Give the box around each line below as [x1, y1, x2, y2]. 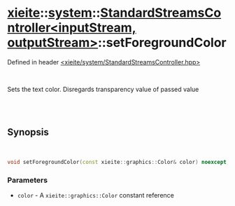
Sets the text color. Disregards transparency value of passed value [7, 85, 199, 93]
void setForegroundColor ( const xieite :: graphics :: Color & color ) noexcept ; [7, 158, 230, 165]
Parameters [7, 175, 48, 185]
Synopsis [7, 126, 49, 138]
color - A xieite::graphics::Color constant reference [17, 191, 175, 199]
